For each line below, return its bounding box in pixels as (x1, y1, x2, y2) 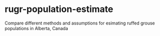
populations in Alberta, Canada (4, 25, 68, 31)
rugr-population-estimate (4, 3, 113, 15)
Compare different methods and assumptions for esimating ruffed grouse (4, 20, 155, 26)
